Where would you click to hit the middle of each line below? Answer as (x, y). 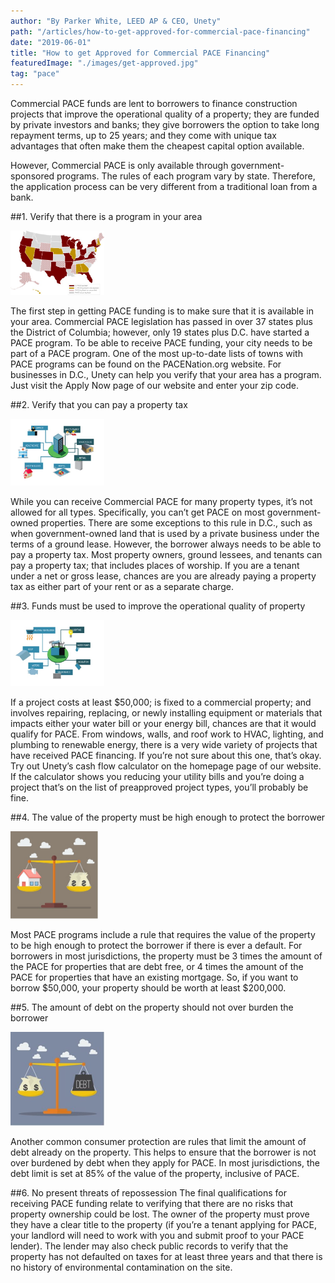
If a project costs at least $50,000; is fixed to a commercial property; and (161, 702)
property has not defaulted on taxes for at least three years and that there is (166, 1256)
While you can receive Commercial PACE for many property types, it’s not (161, 501)
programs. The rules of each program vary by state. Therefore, (186, 176)
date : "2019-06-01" (51, 42)
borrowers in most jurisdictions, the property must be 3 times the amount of (166, 956)
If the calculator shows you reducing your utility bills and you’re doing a (157, 776)
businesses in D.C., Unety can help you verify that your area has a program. (166, 375)
